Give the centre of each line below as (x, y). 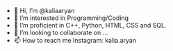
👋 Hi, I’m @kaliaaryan (44, 11)
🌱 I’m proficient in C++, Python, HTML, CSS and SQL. (90, 25)
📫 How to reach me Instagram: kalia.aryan (75, 40)
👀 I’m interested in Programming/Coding (71, 18)
